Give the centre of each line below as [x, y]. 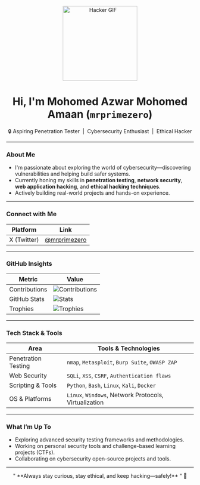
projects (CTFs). [35, 452]
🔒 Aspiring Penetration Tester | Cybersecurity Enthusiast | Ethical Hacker [100, 131]
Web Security [28, 376]
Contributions [28, 289]
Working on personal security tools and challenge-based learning [95, 446]
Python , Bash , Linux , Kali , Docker [112, 385]
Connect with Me [32, 214]
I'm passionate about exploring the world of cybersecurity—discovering [103, 168]
